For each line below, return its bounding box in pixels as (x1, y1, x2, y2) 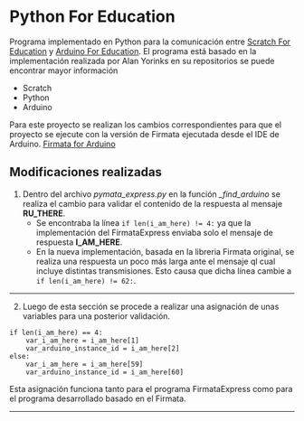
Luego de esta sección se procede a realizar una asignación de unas (22, 301, 280, 312)
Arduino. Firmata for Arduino (9, 138, 116, 149)
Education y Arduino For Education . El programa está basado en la (9, 45, 257, 56)
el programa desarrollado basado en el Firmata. (9, 393, 187, 404)
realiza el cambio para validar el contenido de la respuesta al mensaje (22, 198, 283, 209)
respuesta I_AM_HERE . (35, 237, 123, 248)
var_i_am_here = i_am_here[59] (25, 360, 144, 369)
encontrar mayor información (9, 65, 119, 76)
